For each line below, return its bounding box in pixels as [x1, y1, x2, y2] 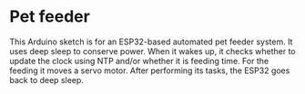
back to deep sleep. [9, 74, 85, 85]
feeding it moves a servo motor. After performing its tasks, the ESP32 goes [9, 65, 290, 76]
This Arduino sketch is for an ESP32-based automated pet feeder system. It [9, 36, 293, 47]
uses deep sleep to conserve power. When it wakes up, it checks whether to [9, 45, 296, 56]
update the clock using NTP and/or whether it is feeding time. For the [9, 55, 269, 66]
